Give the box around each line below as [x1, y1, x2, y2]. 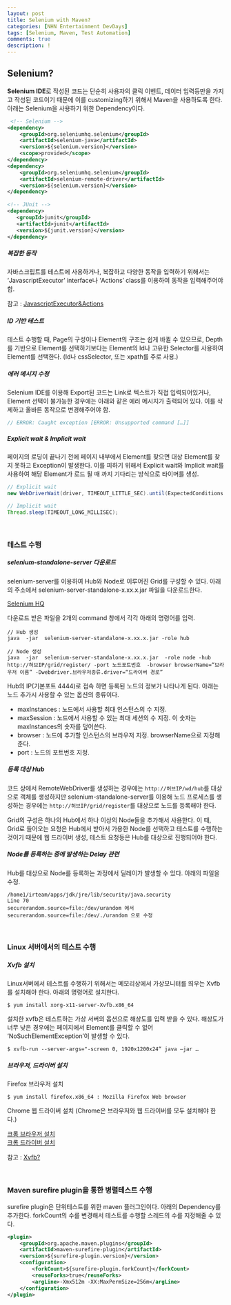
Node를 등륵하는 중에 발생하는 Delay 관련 [7, 850, 119, 859]
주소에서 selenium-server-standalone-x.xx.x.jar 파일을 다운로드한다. [14, 586, 202, 594]
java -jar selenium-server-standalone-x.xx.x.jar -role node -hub [7, 654, 212, 661]
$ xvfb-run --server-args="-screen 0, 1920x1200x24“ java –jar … [7, 1046, 199, 1053]
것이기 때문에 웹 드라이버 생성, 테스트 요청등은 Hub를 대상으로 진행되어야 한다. [7, 833, 217, 841]
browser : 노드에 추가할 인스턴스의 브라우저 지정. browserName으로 [17, 730, 202, 739]
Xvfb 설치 [7, 961, 34, 969]
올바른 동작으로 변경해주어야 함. [25, 406, 110, 414]
